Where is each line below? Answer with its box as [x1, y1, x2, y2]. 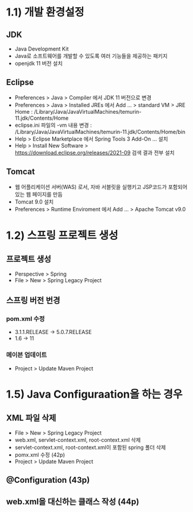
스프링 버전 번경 [6, 295, 61, 305]
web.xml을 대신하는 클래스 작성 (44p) [6, 497, 140, 507]
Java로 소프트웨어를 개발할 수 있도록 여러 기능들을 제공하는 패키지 [14, 52, 168, 60]
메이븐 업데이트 [6, 351, 48, 359]
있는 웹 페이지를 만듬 [14, 191, 63, 198]
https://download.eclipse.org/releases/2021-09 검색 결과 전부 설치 [14, 149, 175, 156]
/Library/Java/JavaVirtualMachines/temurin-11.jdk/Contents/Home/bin [14, 128, 186, 135]
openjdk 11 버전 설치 [14, 60, 63, 67]
